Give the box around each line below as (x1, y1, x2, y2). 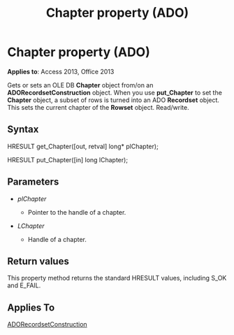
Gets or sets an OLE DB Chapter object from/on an (7, 80, 154, 89)
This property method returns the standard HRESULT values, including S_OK (7, 274, 227, 283)
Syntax (7, 124, 39, 136)
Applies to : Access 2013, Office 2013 (7, 67, 115, 76)
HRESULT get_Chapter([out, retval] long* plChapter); (7, 142, 159, 150)
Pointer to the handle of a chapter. (27, 208, 126, 216)
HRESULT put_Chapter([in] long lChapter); (7, 155, 128, 164)
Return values (7, 255, 70, 267)
